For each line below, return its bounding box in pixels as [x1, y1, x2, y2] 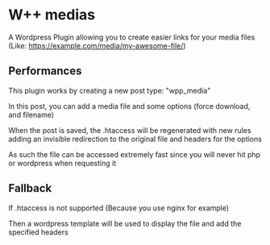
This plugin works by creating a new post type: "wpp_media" [8, 85, 211, 95]
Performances [8, 64, 82, 78]
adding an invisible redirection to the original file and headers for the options [8, 134, 262, 143]
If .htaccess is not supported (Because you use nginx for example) [8, 203, 230, 213]
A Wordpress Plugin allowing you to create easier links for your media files [8, 32, 255, 42]
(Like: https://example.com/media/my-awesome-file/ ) [8, 40, 187, 50]
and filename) [8, 110, 55, 119]
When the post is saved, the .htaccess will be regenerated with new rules [8, 125, 251, 135]
